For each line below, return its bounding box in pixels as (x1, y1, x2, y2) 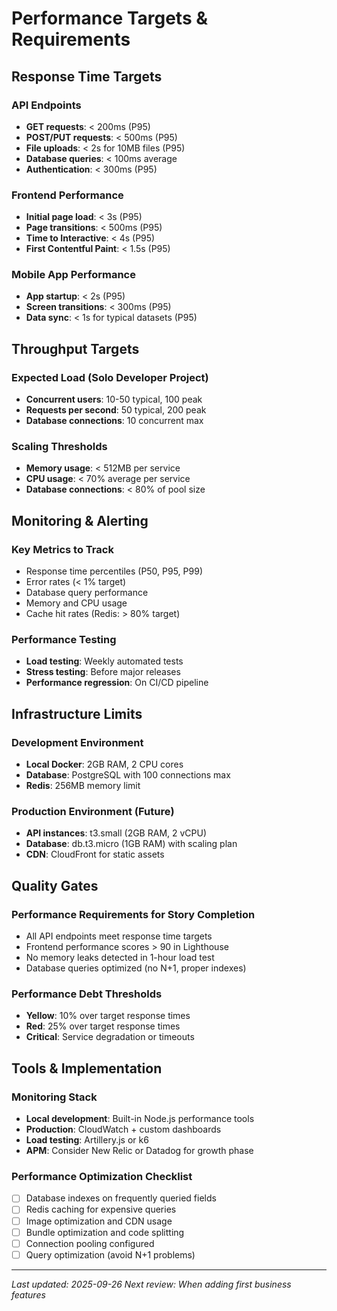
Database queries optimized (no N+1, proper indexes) (25, 962, 247, 974)
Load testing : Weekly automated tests (25, 655, 184, 667)
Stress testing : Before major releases (25, 666, 181, 678)
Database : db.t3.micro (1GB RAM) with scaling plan (25, 838, 238, 850)
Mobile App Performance (11, 268, 136, 282)
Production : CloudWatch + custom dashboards (25, 1123, 222, 1136)
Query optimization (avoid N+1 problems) (25, 1248, 196, 1261)
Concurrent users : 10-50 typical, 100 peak (25, 393, 203, 406)
